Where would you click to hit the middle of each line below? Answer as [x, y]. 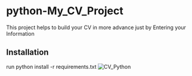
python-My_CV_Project [65, 11]
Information [20, 33]
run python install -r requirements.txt [51, 66]
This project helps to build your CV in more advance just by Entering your [96, 27]
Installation [27, 53]
